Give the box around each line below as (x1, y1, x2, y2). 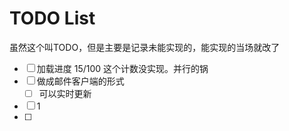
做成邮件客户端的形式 (36, 75, 125, 87)
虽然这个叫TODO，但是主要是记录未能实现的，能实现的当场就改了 (9, 41, 281, 53)
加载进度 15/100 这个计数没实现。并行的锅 (36, 62, 209, 74)
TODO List (9, 7, 96, 30)
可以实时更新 (38, 87, 92, 99)
